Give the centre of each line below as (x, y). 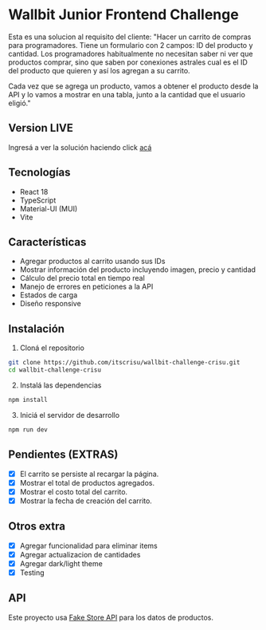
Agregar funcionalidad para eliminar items (88, 545)
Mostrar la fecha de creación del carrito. (86, 501)
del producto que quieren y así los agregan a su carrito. (99, 70)
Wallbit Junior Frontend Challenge (123, 15)
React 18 (34, 191)
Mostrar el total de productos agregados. (87, 482)
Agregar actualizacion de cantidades (80, 554)
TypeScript (38, 200)
